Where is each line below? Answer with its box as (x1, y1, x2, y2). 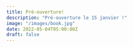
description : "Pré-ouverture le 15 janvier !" (6, 15, 127, 21)
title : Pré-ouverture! (6, 9, 64, 15)
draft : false (6, 32, 40, 38)
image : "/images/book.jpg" (6, 20, 75, 26)
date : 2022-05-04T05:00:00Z (6, 26, 78, 32)
